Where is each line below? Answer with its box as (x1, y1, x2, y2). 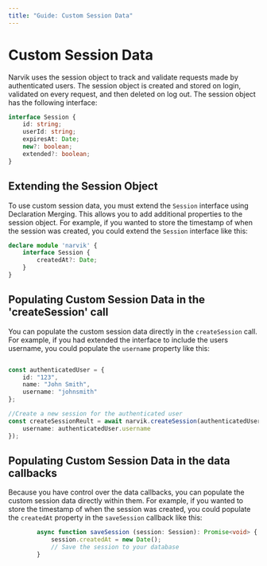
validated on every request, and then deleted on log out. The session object (8, 89, 256, 99)
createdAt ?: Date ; (37, 256, 98, 264)
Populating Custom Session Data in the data (8, 454, 230, 467)
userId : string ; (22, 128, 77, 136)
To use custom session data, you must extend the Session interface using (8, 201, 249, 210)
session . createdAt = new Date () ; (50, 536, 161, 544)
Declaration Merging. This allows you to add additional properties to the (8, 209, 243, 219)
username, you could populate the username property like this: (8, 343, 211, 353)
